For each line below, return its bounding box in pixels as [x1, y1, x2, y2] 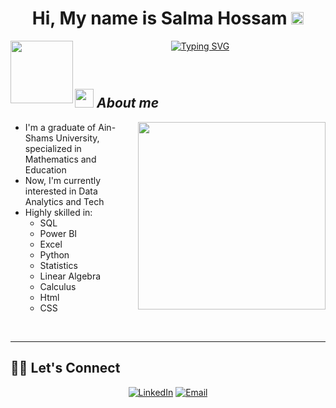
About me [96, 95, 160, 112]
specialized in [24, 142, 82, 154]
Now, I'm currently [24, 174, 102, 186]
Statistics [39, 259, 78, 271]
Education [24, 163, 67, 176]
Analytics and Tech [24, 195, 105, 207]
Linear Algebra [39, 270, 102, 282]
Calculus [39, 280, 77, 292]
